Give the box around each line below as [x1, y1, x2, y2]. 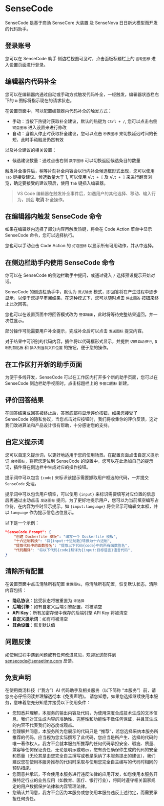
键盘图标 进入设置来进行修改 [12, 124, 67, 130]
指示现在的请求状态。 [31, 97, 75, 103]
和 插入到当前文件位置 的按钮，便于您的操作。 [24, 345, 111, 351]
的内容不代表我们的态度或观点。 [12, 722, 77, 728]
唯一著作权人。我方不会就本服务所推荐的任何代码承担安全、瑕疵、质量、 [12, 740, 158, 747]
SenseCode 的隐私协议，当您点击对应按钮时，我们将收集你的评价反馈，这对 [5, 416, 158, 422]
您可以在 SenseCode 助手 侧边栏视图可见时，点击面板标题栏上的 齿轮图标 [5, 55, 150, 61]
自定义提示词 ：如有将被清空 [12, 616, 68, 622]
